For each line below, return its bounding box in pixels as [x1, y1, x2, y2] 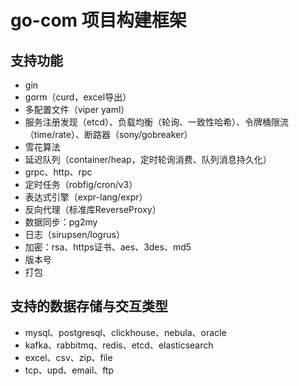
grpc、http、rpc [24, 166, 93, 178]
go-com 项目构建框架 [10, 9, 187, 32]
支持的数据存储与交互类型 [10, 298, 168, 315]
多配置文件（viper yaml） [24, 104, 130, 115]
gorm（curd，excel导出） [24, 91, 132, 103]
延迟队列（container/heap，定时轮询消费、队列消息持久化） [24, 154, 272, 165]
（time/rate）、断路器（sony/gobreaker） [24, 129, 193, 140]
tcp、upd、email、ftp [24, 364, 115, 376]
